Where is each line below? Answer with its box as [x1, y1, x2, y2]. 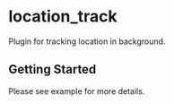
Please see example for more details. [8, 85, 145, 96]
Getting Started [8, 62, 97, 77]
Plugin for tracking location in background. [8, 36, 166, 47]
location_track [8, 6, 117, 27]
